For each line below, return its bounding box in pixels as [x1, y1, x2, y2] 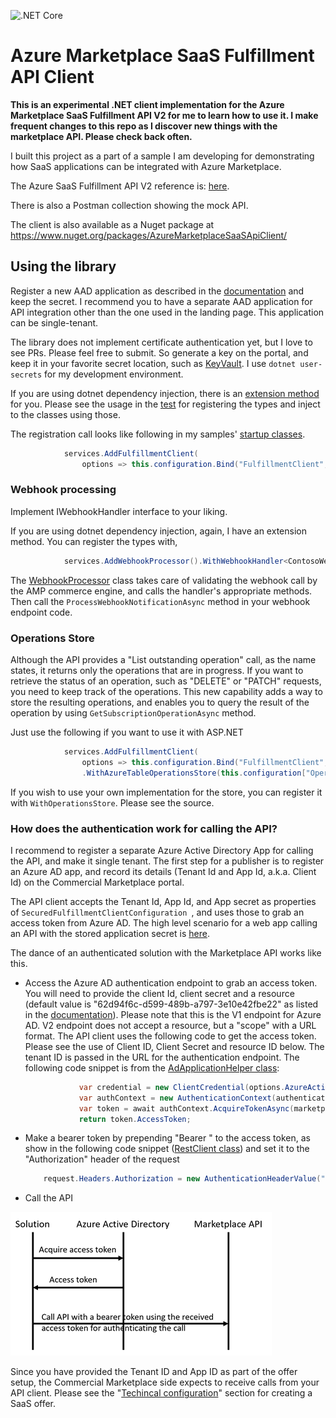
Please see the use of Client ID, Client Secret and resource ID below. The [24, 1040, 325, 1052]
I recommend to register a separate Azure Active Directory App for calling [10, 844, 314, 856]
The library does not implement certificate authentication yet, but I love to [10, 336, 313, 348]
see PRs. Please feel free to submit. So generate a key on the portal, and [10, 346, 309, 359]
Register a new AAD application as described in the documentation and [10, 285, 305, 297]
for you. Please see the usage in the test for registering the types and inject [10, 398, 321, 410]
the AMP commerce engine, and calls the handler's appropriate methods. [10, 585, 313, 597]
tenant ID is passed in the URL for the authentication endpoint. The [24, 1051, 300, 1063]
